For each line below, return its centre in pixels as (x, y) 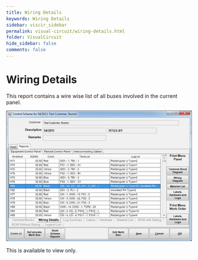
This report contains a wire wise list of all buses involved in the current (92, 96)
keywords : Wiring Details (38, 19)
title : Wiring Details (34, 12)
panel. (14, 102)
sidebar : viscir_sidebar (37, 25)
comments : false (26, 50)
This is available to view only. (42, 251)
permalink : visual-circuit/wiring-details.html (66, 31)
